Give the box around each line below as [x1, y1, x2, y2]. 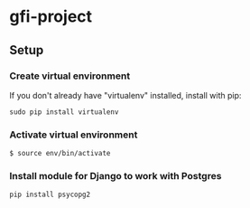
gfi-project [9, 6, 93, 27]
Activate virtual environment [9, 128, 138, 141]
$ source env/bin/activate [9, 149, 111, 158]
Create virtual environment [9, 70, 131, 82]
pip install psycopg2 [9, 190, 91, 200]
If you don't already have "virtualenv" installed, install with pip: [9, 90, 242, 100]
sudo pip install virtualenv [9, 107, 119, 117]
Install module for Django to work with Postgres [9, 170, 222, 183]
